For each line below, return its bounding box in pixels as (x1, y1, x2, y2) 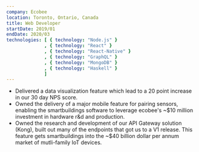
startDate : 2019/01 (6, 25, 56, 32)
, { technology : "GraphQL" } (44, 54, 118, 60)
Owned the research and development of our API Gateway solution (15, 119, 182, 127)
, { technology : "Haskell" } (44, 65, 118, 71)
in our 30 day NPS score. (15, 94, 78, 101)
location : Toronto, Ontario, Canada (6, 15, 99, 21)
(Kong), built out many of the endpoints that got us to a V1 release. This (15, 126, 193, 133)
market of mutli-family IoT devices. (15, 139, 102, 146)
